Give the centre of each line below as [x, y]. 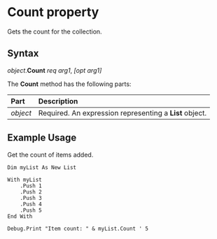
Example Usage [42, 138]
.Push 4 [31, 204]
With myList [24, 180]
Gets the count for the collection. [55, 31]
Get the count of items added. [50, 154]
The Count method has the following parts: [69, 84]
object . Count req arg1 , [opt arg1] [55, 70]
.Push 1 [31, 186]
